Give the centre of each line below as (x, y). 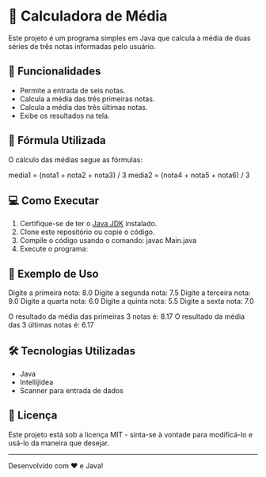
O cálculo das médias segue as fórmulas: (75, 159)
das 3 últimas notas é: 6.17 (51, 325)
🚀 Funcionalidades (55, 72)
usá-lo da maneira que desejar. (59, 443)
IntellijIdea (36, 382)
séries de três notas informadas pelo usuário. (82, 46)
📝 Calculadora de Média (88, 16)
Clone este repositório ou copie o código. (87, 232)
